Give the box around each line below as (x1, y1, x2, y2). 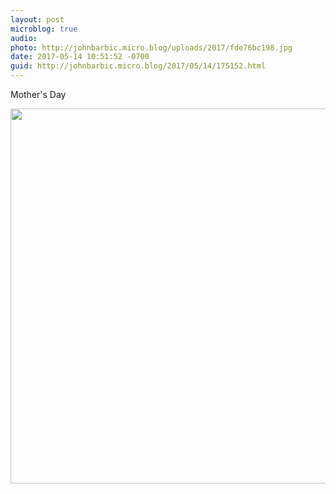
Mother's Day (10, 89, 67, 100)
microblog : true (10, 24, 78, 34)
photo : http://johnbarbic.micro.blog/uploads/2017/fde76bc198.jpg (10, 42, 293, 53)
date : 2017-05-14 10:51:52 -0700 (10, 52, 150, 62)
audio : (10, 33, 38, 43)
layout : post (10, 14, 65, 25)
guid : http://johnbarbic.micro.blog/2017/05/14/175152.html (10, 61, 267, 71)
